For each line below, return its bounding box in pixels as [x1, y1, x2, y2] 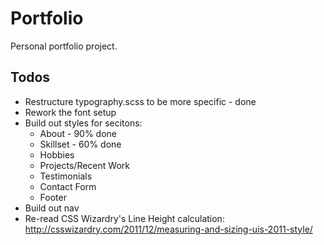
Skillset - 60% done [39, 138, 122, 150]
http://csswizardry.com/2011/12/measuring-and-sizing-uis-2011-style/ [24, 223, 313, 235]
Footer [39, 191, 67, 203]
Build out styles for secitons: [24, 117, 143, 129]
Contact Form [39, 180, 97, 192]
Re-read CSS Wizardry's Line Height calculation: [24, 212, 225, 224]
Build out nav [24, 202, 80, 214]
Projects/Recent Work [39, 159, 130, 171]
